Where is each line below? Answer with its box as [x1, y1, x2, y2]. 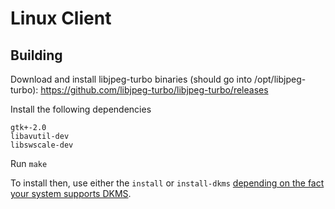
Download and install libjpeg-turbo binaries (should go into [10, 73, 253, 85]
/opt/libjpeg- [254, 73, 307, 85]
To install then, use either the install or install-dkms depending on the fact [10, 177, 325, 189]
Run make [10, 158, 48, 169]
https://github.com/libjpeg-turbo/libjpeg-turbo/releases [40, 84, 269, 96]
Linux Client [10, 7, 112, 30]
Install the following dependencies [10, 103, 152, 115]
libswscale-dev [10, 140, 74, 150]
